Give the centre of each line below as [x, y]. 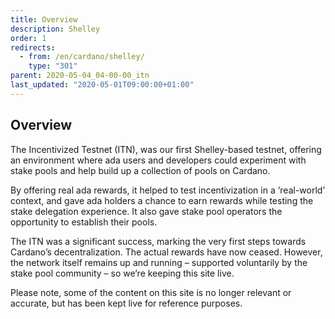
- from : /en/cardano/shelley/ [82, 57]
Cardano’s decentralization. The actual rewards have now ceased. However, [166, 252]
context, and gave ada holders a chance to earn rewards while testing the [162, 200]
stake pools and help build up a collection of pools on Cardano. [140, 170]
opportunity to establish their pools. [84, 222]
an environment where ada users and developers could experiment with [158, 160]
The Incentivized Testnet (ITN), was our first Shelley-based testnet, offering [166, 149]
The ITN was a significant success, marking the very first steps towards [158, 241]
